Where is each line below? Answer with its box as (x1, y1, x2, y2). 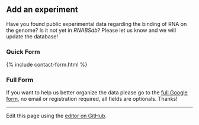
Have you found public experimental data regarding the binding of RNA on (6, 20, 187, 27)
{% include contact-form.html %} (6, 61, 88, 68)
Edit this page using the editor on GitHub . (6, 112, 107, 120)
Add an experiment (6, 5, 78, 15)
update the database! (6, 32, 58, 40)
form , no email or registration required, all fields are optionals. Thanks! (6, 96, 178, 103)
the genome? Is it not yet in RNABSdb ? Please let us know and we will (6, 27, 176, 34)
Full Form (6, 76, 34, 84)
